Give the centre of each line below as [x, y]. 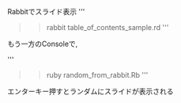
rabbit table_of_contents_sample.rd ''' [107, 27]
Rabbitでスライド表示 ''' [46, 11]
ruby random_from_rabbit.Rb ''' [97, 75]
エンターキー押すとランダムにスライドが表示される [90, 91]
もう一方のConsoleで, [43, 44]
